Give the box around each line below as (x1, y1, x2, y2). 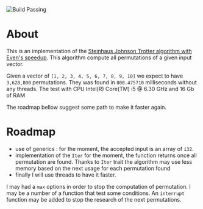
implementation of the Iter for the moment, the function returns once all (15, 152, 197, 159)
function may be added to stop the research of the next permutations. (6, 196, 182, 203)
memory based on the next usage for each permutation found (15, 164, 171, 172)
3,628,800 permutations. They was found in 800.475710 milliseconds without (6, 78, 197, 86)
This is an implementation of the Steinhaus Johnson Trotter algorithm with (6, 47, 192, 54)
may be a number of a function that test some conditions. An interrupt (6, 189, 185, 197)
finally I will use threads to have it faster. (15, 171, 116, 178)
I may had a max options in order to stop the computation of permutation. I (6, 183, 191, 190)
